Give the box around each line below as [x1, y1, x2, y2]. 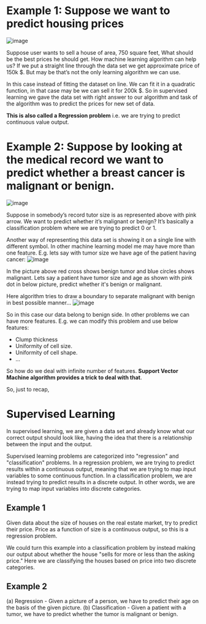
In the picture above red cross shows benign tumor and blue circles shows [6, 268, 195, 275]
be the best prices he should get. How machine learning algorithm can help [6, 55, 197, 63]
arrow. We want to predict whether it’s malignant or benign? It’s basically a [6, 217, 194, 225]
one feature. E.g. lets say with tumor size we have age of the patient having [6, 249, 197, 256]
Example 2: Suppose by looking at [6, 140, 183, 154]
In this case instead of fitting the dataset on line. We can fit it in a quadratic [6, 80, 196, 88]
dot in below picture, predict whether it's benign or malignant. [6, 280, 162, 288]
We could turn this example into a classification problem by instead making [6, 544, 196, 551]
